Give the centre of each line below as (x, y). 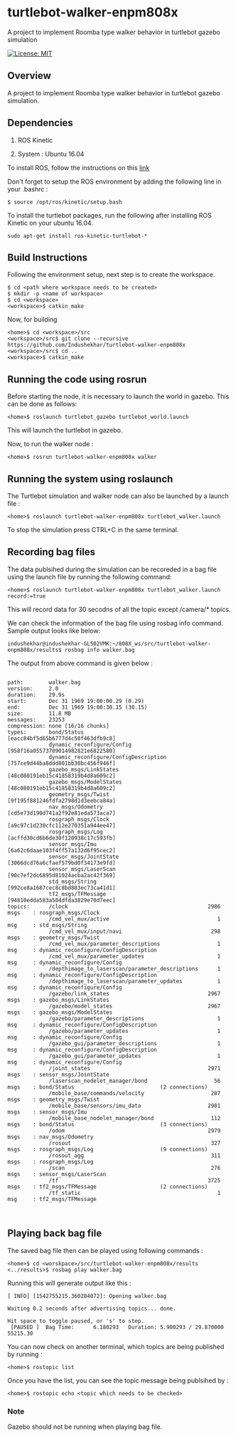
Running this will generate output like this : (69, 1283)
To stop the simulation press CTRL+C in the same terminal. (93, 530)
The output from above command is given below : (80, 663)
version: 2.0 (33, 688)
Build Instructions (48, 257)
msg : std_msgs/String (47, 925)
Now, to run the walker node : (50, 444)
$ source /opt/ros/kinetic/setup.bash (65, 202)
